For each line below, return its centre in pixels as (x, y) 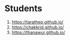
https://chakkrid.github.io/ (38, 27)
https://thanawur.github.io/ (38, 32)
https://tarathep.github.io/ (37, 22)
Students (23, 9)
